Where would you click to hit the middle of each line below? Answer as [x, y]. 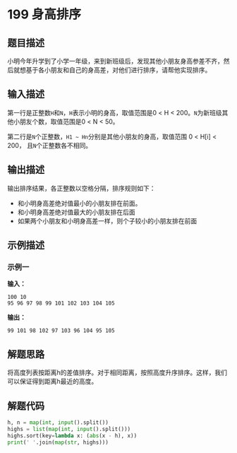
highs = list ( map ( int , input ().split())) [69, 429]
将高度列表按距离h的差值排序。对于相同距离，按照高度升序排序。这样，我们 [117, 372]
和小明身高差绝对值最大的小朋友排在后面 [76, 212]
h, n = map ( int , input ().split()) [58, 422]
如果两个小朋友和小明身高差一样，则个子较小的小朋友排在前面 [107, 220]
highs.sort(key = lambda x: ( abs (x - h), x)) [72, 435]
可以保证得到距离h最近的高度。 [53, 382]
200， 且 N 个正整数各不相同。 [50, 145]
